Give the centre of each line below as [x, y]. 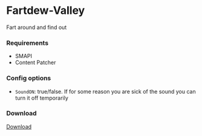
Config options [29, 78]
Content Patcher [35, 63]
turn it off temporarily [41, 98]
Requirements [28, 43]
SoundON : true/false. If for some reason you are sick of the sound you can [105, 91]
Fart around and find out [37, 27]
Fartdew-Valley [46, 11]
